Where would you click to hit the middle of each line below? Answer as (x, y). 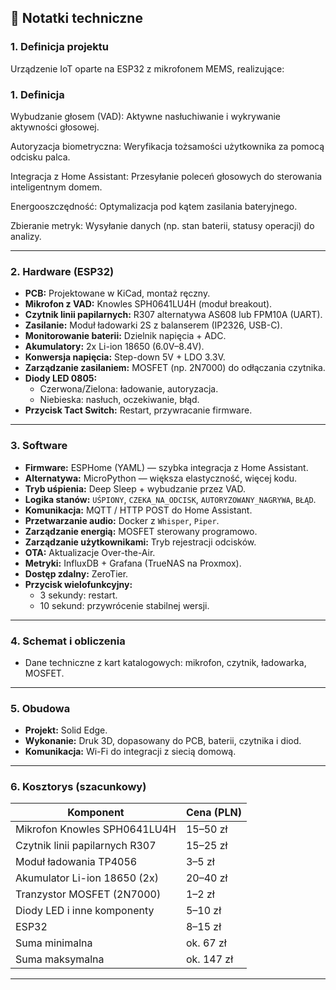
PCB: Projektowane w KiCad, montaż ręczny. (117, 293)
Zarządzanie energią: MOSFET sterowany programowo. (141, 531)
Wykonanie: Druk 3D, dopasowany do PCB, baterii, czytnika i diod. (163, 741)
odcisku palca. (40, 157)
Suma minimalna (54, 943)
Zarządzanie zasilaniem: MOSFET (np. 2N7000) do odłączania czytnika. (175, 368)
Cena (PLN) (213, 813)
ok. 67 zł (206, 943)
